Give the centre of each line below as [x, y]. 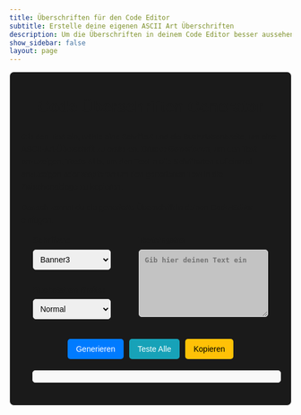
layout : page [34, 51]
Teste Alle [155, 349]
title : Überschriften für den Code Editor [90, 18]
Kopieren [209, 349]
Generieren [96, 349]
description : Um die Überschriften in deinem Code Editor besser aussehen [152, 34]
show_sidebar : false [48, 43]
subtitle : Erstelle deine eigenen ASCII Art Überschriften [122, 26]
